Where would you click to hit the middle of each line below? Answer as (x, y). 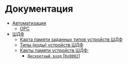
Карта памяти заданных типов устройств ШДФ (71, 39)
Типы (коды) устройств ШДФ (52, 45)
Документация (39, 9)
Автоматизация (29, 23)
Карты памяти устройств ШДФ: (54, 50)
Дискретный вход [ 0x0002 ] (54, 56)
